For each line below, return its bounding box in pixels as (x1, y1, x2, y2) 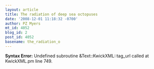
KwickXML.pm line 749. (5, 58, 53, 64)
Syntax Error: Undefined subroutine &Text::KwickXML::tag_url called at (5, 53, 149, 59)
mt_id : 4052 (5, 26, 30, 31)
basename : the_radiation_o (5, 39, 61, 44)
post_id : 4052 (5, 35, 34, 40)
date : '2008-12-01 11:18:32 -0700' (5, 16, 78, 21)
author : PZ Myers (5, 21, 41, 26)
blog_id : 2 (5, 30, 28, 35)
